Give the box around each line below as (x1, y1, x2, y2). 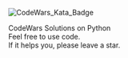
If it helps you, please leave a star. (8, 40, 121, 50)
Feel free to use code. (8, 32, 81, 41)
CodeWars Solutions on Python (8, 23, 111, 32)
